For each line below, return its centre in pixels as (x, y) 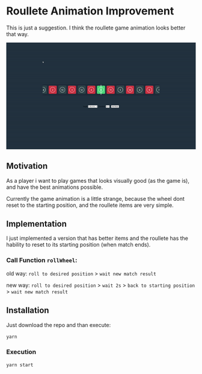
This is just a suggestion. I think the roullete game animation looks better (96, 28)
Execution (21, 352)
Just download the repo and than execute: (59, 325)
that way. (17, 34)
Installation (28, 311)
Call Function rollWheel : (42, 260)
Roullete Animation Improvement (90, 11)
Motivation (27, 166)
